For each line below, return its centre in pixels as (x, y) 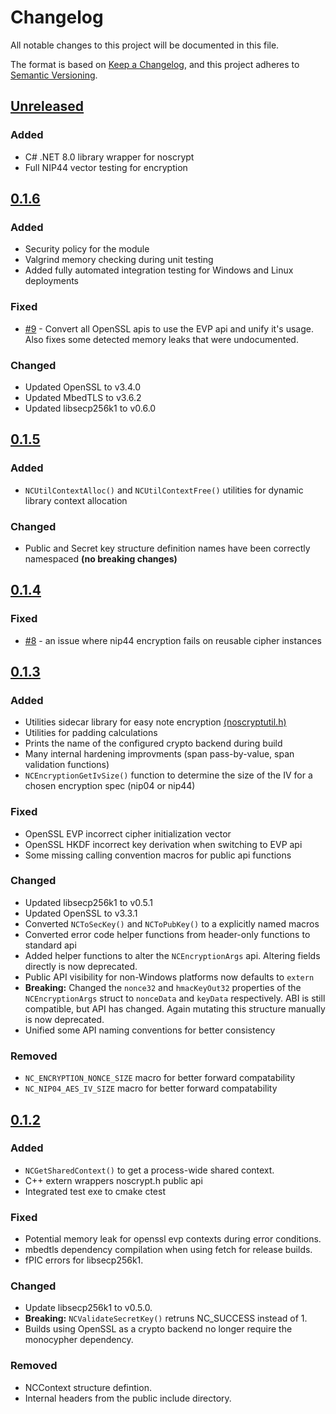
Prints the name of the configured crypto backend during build (153, 743)
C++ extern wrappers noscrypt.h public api (113, 1180)
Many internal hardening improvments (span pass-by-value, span (159, 754)
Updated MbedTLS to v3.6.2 (83, 397)
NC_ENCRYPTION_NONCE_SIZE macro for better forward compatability (160, 1078)
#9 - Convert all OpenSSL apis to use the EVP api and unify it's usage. (169, 328)
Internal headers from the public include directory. (128, 1398)
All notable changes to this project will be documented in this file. (145, 45)
